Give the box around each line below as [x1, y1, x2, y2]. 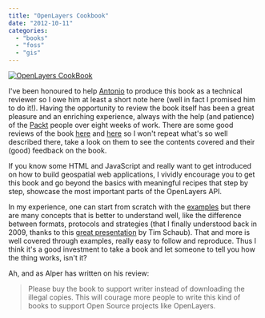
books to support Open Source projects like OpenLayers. [27, 301, 216, 310]
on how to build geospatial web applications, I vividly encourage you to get [8, 169, 255, 179]
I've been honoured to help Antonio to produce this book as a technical [8, 86, 243, 96]
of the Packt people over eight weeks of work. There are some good [8, 121, 234, 129]
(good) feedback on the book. [8, 145, 107, 155]
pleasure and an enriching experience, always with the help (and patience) [8, 112, 255, 121]
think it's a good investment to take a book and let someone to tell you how [8, 244, 256, 254]
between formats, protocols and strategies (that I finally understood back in [8, 219, 258, 229]
